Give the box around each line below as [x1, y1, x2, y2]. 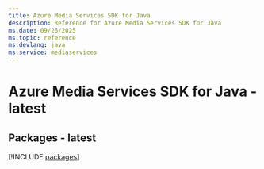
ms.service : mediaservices [8, 48, 98, 56]
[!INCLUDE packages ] [8, 152, 80, 161]
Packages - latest [8, 131, 97, 144]
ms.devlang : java [8, 41, 66, 49]
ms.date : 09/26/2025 [8, 26, 77, 34]
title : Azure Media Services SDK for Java [8, 11, 151, 20]
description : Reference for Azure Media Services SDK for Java [8, 19, 222, 27]
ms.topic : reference [8, 33, 77, 42]
